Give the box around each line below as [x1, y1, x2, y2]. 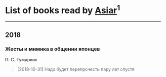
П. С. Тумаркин [5, 56, 38, 62]
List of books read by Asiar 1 [5, 3, 120, 16]
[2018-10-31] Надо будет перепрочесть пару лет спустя [17, 66, 135, 72]
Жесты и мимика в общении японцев [5, 45, 100, 52]
